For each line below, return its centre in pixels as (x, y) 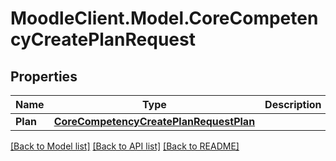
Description (293, 104)
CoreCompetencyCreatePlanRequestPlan (154, 121)
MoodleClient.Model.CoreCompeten (164, 18)
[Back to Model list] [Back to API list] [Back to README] (125, 146)
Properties (44, 76)
